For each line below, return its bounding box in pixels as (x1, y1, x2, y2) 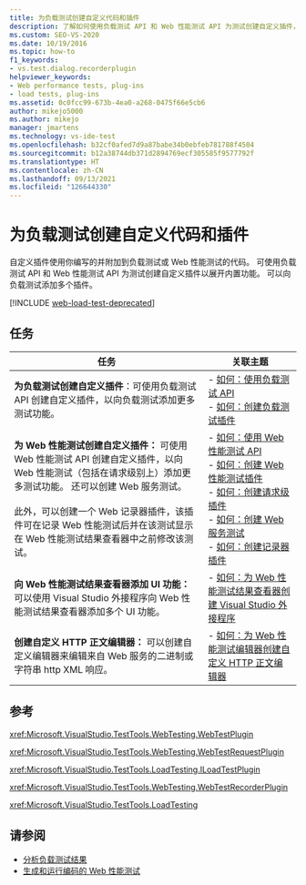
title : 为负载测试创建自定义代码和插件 (9, 13, 140, 23)
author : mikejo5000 (9, 107, 84, 116)
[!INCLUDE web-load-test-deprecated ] (9, 298, 156, 309)
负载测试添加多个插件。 (9, 280, 97, 290)
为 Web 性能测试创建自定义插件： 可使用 (14, 439, 189, 452)
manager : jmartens (9, 124, 79, 133)
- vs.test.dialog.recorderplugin (9, 65, 137, 74)
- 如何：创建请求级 (208, 485, 290, 498)
